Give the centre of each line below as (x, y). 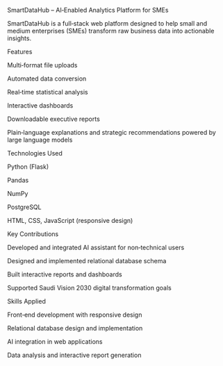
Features (20, 52)
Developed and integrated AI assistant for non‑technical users (96, 247)
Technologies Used (35, 153)
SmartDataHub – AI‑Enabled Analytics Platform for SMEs (88, 10)
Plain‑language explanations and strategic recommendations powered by (112, 132)
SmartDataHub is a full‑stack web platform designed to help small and (107, 23)
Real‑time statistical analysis (48, 92)
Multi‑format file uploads (42, 65)
